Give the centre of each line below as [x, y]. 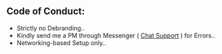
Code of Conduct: [46, 11]
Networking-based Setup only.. [61, 43]
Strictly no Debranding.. [50, 28]
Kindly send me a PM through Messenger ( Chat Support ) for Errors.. [116, 35]
